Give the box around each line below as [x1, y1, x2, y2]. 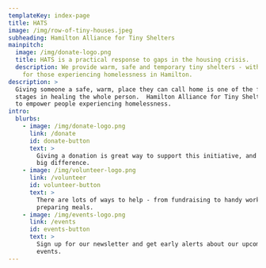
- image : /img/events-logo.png [22, 211, 126, 219]
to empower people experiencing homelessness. [15, 100, 172, 108]
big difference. [36, 159, 90, 167]
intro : [8, 108, 30, 116]
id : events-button [28, 225, 90, 234]
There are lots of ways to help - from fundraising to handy [36, 196, 243, 204]
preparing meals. [36, 203, 93, 211]
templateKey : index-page [8, 11, 90, 20]
